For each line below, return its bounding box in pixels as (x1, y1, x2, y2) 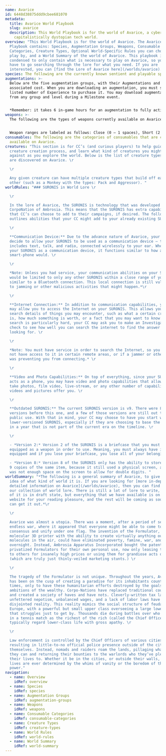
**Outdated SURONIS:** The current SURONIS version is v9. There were (9, 406, 158, 411)
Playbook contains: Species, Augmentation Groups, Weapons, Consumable (9, 44, 161, 49)
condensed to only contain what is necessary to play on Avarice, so (9, 58, 156, 63)
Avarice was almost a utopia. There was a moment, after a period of (9, 519, 156, 524)
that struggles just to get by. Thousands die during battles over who (9, 611, 161, 616)
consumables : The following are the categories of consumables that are (5, 134, 158, 140)
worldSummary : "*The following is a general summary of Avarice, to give (5, 474, 161, 479)
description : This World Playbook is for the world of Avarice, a (9, 30, 149, 35)
